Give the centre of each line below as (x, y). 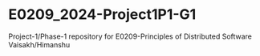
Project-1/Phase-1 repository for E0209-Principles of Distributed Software (130, 36)
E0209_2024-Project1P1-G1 (102, 15)
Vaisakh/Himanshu (39, 44)
